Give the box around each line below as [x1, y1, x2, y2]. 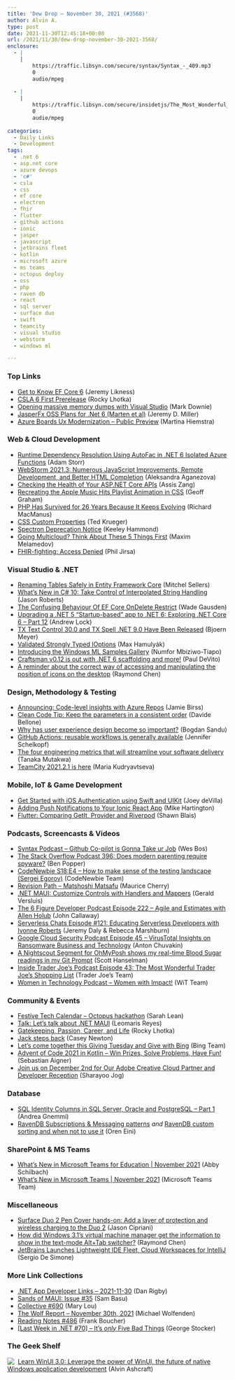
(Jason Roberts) [17, 596, 64, 604]
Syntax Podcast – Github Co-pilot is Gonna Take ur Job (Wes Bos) [17, 844, 208, 853]
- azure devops [13, 166, 58, 174]
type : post [7, 23, 39, 30]
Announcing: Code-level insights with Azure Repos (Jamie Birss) [17, 703, 204, 711]
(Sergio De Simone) [17, 1253, 75, 1262]
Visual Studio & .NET [7, 564, 79, 574]
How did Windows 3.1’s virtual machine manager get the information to [17, 1231, 221, 1239]
